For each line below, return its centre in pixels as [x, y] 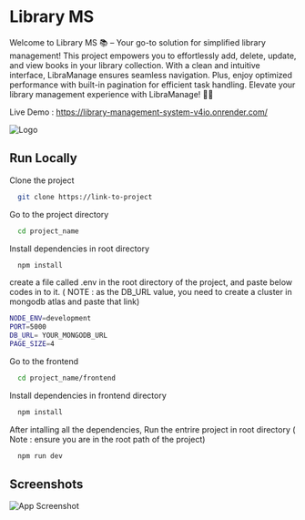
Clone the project [42, 180]
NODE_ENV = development [51, 319]
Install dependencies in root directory [80, 249]
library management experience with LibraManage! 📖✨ [112, 94]
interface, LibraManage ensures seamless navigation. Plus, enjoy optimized [151, 75]
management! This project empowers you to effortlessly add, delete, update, [153, 56]
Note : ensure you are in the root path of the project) [107, 439]
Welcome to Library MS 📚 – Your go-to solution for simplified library [138, 42]
